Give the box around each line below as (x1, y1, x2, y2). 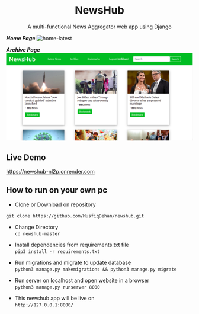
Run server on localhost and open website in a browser (14, 277, 150, 284)
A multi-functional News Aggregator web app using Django (27, 23, 172, 30)
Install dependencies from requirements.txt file (14, 241, 129, 248)
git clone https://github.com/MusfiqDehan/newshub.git (6, 213, 145, 219)
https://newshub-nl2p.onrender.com (6, 168, 95, 175)
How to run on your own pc (6, 185, 108, 196)
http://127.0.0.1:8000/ (14, 302, 74, 308)
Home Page (6, 34, 36, 41)
